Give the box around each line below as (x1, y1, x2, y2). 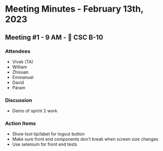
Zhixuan (12, 69, 29, 75)
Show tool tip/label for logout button (12, 131, 85, 137)
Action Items (5, 120, 36, 127)
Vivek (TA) (12, 58, 33, 64)
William (12, 64, 27, 70)
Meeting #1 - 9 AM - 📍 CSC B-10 (5, 33, 103, 41)
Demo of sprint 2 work (12, 108, 58, 114)
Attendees (5, 48, 31, 55)
